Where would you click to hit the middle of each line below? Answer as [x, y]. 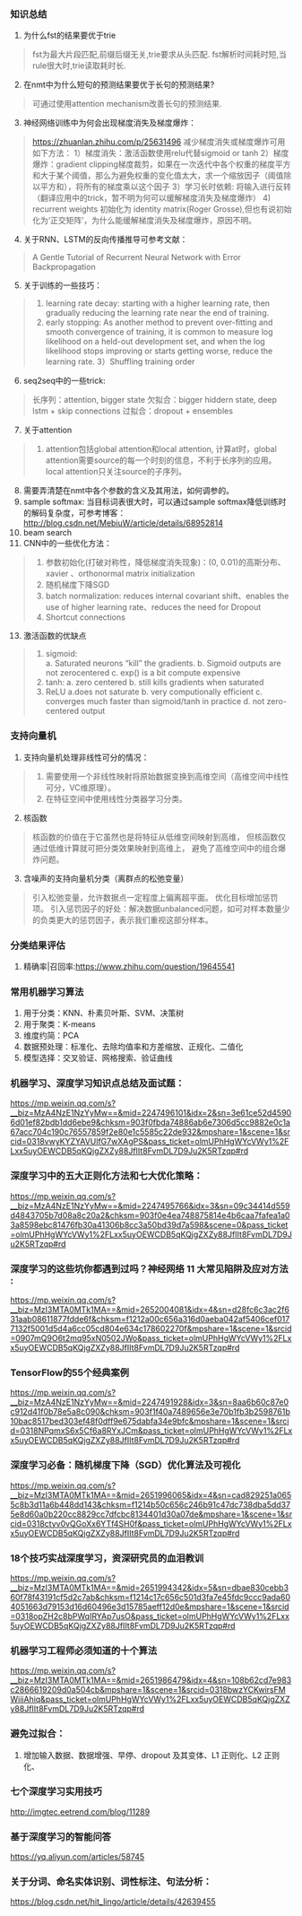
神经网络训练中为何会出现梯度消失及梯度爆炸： [109, 123]
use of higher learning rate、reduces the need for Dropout [153, 607]
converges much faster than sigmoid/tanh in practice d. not [155, 701]
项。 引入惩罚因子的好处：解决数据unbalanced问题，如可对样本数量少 [161, 909]
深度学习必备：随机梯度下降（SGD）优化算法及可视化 [125, 1466]
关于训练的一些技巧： [62, 285]
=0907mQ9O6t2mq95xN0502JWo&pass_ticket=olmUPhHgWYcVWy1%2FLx [151, 1338]
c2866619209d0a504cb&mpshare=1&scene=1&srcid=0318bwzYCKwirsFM [148, 1690]
